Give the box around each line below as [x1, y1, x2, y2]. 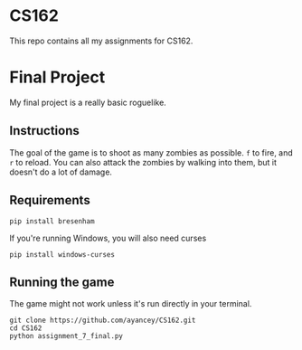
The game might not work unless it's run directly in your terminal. [9, 298, 252, 309]
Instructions [9, 123, 80, 138]
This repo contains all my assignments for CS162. [9, 35, 193, 46]
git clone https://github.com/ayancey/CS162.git [9, 316, 196, 326]
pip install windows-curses [9, 250, 116, 259]
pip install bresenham [9, 216, 95, 226]
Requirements [9, 193, 90, 208]
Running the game [9, 274, 115, 289]
